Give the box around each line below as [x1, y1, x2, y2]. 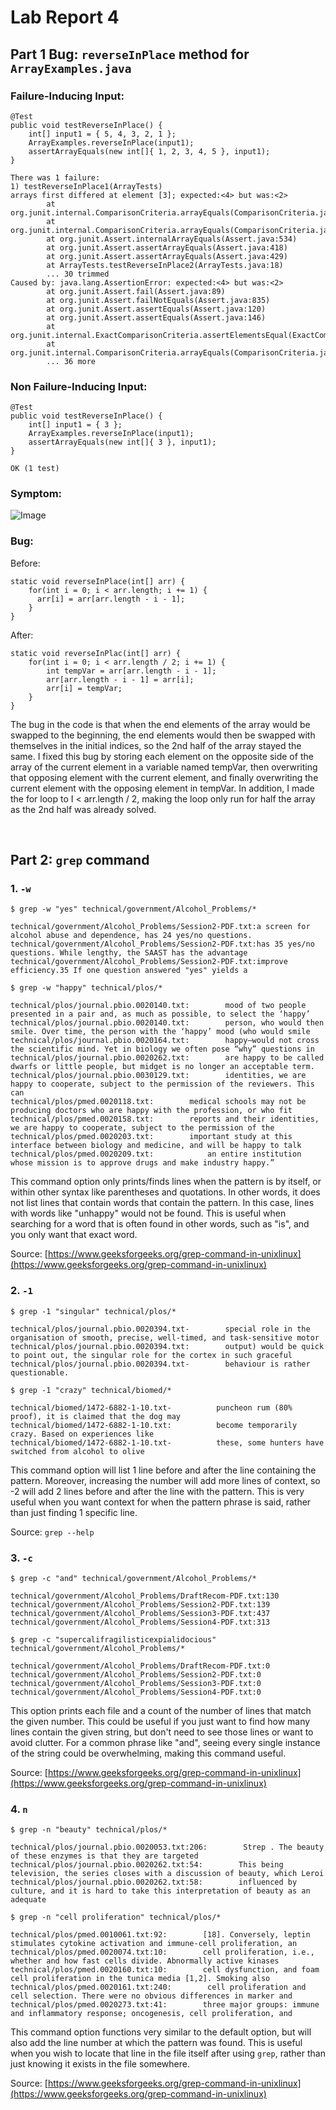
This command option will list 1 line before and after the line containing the [10, 1464, 317, 1476]
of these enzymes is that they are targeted [10, 1851, 199, 1861]
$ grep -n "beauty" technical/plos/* [10, 1825, 168, 1835]
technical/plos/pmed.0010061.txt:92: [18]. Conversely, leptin [10, 1930, 311, 1940]
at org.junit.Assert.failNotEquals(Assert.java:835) [46, 295, 271, 305]
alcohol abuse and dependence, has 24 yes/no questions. [10, 931, 253, 941]
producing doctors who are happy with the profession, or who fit [10, 1106, 293, 1116]
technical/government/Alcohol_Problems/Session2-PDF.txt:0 [10, 1670, 262, 1680]
